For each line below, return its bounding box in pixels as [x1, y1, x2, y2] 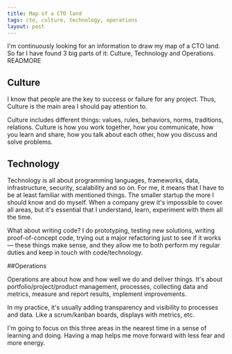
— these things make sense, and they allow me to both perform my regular [7, 241, 220, 249]
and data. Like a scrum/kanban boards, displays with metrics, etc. [7, 310, 195, 319]
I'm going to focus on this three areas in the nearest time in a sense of [7, 324, 207, 332]
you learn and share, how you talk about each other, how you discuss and [7, 131, 218, 139]
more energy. [7, 339, 46, 346]
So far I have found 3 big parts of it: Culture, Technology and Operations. [7, 49, 215, 57]
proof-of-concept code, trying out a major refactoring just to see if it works [7, 234, 222, 242]
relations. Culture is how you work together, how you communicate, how [7, 123, 214, 131]
